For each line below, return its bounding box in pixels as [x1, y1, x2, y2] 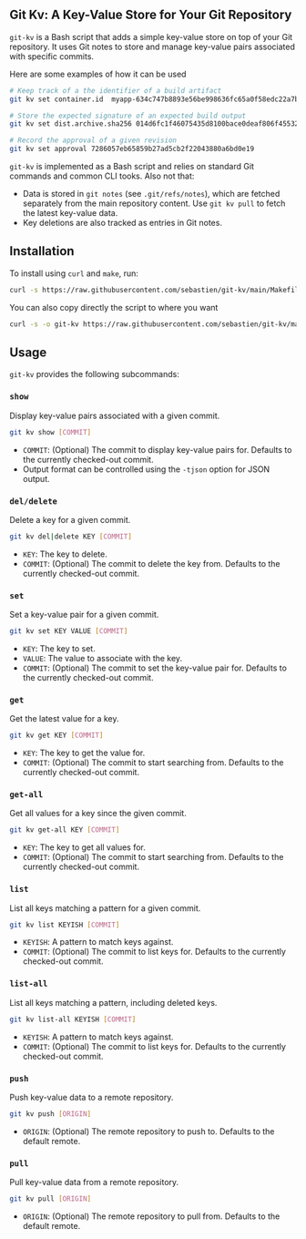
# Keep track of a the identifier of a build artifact [9, 86, 222, 95]
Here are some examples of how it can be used [9, 68, 187, 79]
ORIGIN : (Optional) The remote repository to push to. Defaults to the [22, 1125, 275, 1137]
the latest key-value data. [22, 208, 118, 219]
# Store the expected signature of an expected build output [9, 111, 247, 120]
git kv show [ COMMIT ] [9, 427, 92, 436]
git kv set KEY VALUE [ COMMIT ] [9, 627, 128, 636]
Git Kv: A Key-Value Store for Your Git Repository [9, 7, 292, 23]
